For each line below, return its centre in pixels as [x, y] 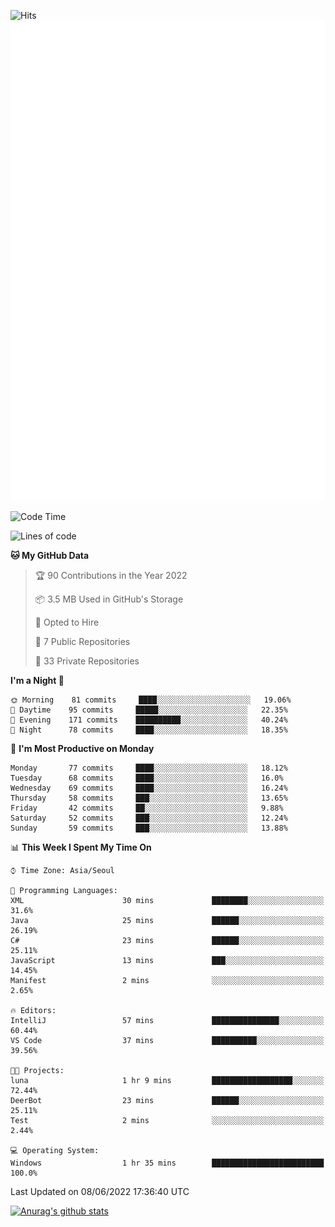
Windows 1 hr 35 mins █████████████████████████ [167, 1163]
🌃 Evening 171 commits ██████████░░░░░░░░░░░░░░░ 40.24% [149, 720]
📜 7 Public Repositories [82, 641]
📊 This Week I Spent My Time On [81, 847]
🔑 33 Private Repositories [87, 661]
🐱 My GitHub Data [50, 555]
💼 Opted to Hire [67, 622]
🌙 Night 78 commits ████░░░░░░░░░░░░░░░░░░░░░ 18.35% [149, 730]
